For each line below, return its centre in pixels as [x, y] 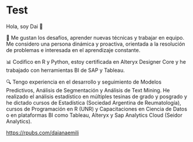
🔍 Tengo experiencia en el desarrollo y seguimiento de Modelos [84, 82]
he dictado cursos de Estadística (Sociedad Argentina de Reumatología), [94, 102]
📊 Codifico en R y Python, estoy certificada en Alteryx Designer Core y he [96, 61]
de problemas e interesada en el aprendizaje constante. [73, 50]
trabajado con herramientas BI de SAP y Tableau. [65, 70]
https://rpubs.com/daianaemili [43, 133]
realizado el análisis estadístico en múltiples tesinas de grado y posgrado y [97, 96]
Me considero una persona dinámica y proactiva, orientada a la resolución [96, 44]
